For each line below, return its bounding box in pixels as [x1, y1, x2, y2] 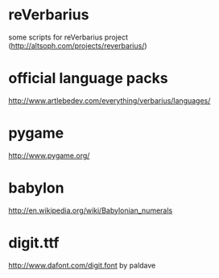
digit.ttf [8, 234, 60, 251]
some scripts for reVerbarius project [8, 32, 129, 42]
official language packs [8, 69, 168, 88]
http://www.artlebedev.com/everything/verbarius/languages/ [8, 95, 211, 106]
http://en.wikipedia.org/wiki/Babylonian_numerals [8, 205, 173, 215]
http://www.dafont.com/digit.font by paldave [8, 260, 156, 270]
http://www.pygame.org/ [8, 151, 90, 160]
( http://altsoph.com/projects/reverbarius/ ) [8, 40, 147, 50]
